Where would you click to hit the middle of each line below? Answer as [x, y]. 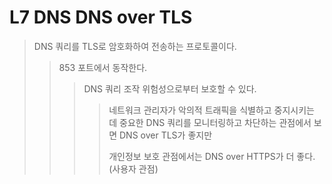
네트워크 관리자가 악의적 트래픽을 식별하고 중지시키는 [211, 110]
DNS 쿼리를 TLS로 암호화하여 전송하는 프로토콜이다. [135, 46]
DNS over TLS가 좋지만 [166, 135]
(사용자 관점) [133, 168]
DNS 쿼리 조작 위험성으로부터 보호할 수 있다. [170, 88]
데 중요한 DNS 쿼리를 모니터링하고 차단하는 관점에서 [210, 122]
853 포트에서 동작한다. [103, 67]
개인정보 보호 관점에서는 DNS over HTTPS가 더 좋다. [212, 156]
